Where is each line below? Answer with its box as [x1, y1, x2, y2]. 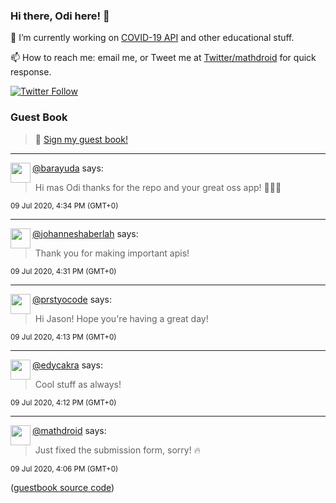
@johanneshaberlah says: [32, 227, 139, 239]
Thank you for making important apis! [34, 247, 190, 259]
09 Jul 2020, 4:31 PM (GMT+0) [10, 266, 117, 276]
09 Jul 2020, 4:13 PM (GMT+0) [10, 332, 117, 342]
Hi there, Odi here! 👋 [10, 9, 110, 23]
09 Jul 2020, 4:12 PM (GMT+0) [10, 397, 117, 408]
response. [10, 66, 52, 78]
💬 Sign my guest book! [34, 133, 128, 145]
